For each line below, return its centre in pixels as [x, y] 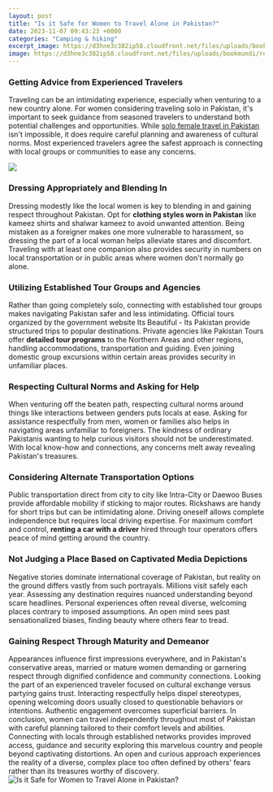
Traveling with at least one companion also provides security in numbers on [135, 249]
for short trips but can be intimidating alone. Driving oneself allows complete [136, 512]
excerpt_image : [34, 46]
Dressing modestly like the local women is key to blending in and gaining [130, 206]
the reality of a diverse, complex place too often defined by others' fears [130, 763]
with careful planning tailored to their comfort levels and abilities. [117, 728]
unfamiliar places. [38, 365]
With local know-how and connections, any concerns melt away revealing [132, 447]
